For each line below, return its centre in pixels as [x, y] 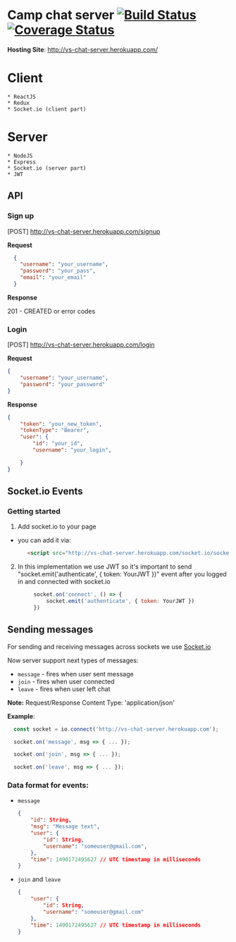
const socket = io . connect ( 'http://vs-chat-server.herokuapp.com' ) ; [116, 729]
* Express [22, 162]
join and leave [39, 879]
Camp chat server [61, 15]
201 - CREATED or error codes [51, 311]
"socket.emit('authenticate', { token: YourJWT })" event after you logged [122, 574]
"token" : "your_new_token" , [61, 424]
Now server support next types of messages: [73, 660]
